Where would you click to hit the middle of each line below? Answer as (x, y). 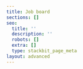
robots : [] (25, 40)
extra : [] (24, 46)
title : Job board (28, 12)
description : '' (32, 34)
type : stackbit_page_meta (45, 51)
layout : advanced (28, 56)
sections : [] (23, 17)
